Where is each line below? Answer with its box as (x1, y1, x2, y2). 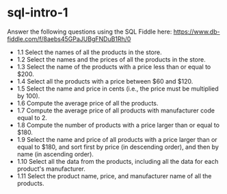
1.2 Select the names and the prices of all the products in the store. (16, 55, 206, 63)
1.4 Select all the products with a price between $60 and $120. (16, 77, 193, 85)
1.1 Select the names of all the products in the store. (16, 48, 162, 56)
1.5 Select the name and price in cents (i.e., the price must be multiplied (16, 84, 219, 93)
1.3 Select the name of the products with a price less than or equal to (16, 62, 211, 71)
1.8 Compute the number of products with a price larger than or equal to (16, 121, 220, 129)
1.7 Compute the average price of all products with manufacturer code (16, 106, 215, 114)
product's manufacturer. (16, 165, 85, 173)
